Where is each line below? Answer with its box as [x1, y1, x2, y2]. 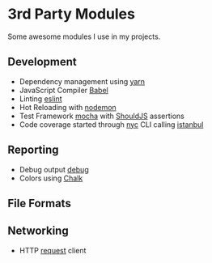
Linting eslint [19, 94, 62, 104]
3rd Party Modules [7, 5, 135, 23]
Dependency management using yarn [19, 76, 146, 86]
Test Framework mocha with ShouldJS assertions [19, 111, 185, 121]
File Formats [7, 196, 72, 210]
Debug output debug [19, 164, 90, 174]
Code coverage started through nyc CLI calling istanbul [19, 119, 204, 129]
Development [7, 55, 78, 69]
